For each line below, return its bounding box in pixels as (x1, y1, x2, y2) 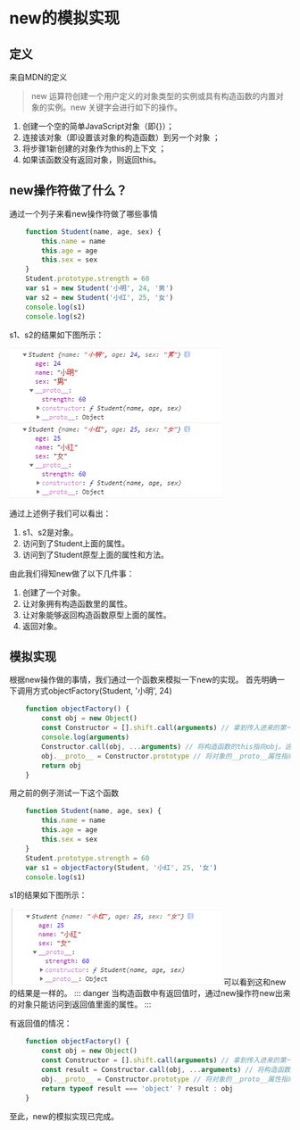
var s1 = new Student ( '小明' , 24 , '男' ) (25, 284, 174, 293)
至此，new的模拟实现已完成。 (9, 1110, 119, 1121)
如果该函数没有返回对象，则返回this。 (21, 154, 162, 165)
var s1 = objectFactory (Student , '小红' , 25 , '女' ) (25, 863, 218, 872)
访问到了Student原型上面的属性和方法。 (21, 549, 170, 560)
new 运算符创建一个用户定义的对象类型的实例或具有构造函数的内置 (30, 91, 277, 101)
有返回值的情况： (9, 1018, 72, 1029)
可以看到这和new (222, 976, 287, 987)
